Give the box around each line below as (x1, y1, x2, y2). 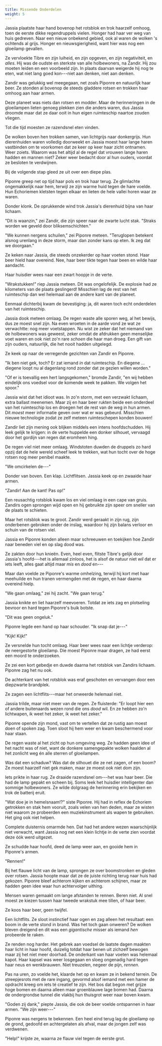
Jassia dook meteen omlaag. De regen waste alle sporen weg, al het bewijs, (5, 315, 156, 321)
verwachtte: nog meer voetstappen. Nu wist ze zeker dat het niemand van (5, 325, 153, 331)
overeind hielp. (5, 580, 35, 587)
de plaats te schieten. (5, 507, 48, 513)
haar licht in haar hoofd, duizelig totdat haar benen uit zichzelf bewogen (5, 946, 148, 952)
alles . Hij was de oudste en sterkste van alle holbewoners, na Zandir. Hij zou (5, 60, 157, 66)
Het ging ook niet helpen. (5, 814, 56, 820)
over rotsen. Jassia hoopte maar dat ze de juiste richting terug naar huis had (5, 872, 157, 878)
